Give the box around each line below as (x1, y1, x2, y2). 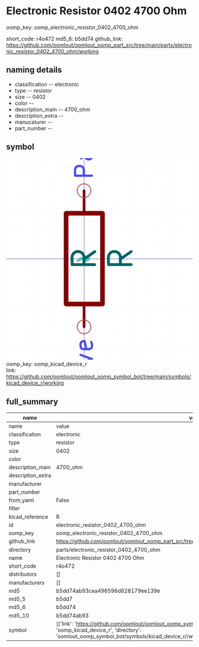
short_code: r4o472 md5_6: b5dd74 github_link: (6, 35, 123, 42)
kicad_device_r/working (6, 379, 64, 387)
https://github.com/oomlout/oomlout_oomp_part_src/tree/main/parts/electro (6, 41, 192, 49)
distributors (8, 571, 37, 578)
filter (8, 505, 21, 512)
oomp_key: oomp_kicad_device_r (6, 360, 88, 368)
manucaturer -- (14, 118, 53, 125)
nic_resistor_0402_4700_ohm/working (6, 47, 99, 54)
